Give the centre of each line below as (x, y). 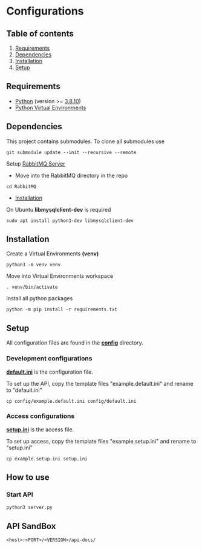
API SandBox (31, 526)
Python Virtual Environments (50, 107)
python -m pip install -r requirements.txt (62, 310)
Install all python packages (40, 298)
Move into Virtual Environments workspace (60, 276)
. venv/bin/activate (32, 287)
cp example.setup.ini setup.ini (47, 459)
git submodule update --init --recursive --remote (71, 152)
